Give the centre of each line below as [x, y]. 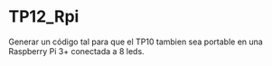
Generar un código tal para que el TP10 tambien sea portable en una [136, 42]
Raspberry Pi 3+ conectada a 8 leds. [77, 51]
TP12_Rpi [44, 17]
